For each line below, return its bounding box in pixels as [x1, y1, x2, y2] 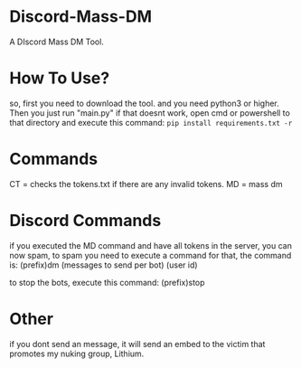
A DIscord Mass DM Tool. [9, 36, 104, 47]
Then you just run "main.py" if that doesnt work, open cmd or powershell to [9, 107, 291, 118]
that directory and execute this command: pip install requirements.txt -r [9, 117, 293, 127]
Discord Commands [9, 211, 162, 231]
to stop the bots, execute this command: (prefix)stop [9, 277, 205, 288]
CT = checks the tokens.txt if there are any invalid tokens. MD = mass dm [9, 178, 283, 189]
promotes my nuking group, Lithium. [9, 348, 145, 359]
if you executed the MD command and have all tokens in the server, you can [9, 240, 292, 250]
